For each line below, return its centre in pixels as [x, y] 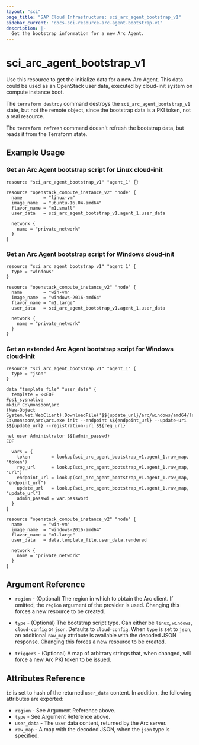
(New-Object [21, 411]
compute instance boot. [35, 92]
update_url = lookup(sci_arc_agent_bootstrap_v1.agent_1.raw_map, [103, 488]
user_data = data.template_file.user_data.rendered [79, 540]
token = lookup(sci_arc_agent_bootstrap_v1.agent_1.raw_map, [103, 457]
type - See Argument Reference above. [62, 716]
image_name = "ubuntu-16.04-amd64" [57, 203]
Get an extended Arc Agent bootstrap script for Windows [90, 349]
